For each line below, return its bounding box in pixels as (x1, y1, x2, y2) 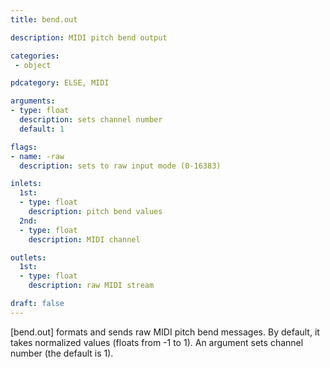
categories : (10, 51, 60, 61)
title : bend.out (10, 14, 78, 25)
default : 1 (19, 124, 65, 134)
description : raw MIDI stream (28, 281, 155, 291)
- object (14, 60, 52, 70)
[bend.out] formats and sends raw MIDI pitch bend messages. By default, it (10, 326, 320, 338)
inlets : (10, 179, 43, 189)
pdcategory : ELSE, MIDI (10, 78, 110, 88)
